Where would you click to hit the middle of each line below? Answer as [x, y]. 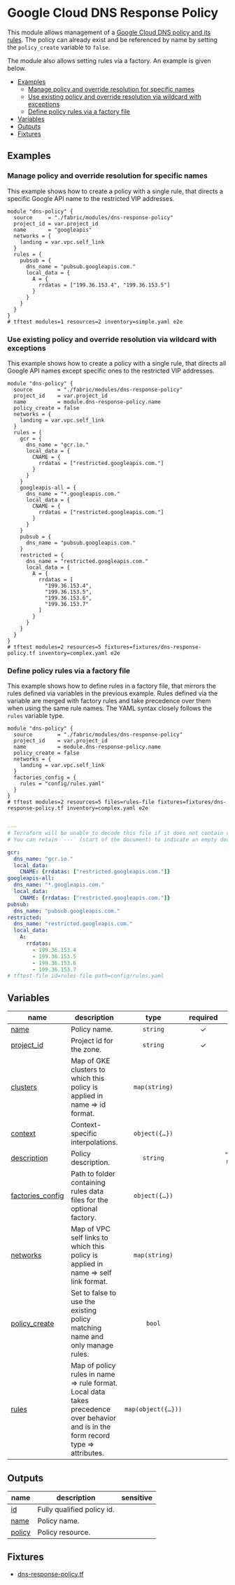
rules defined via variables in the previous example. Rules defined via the [113, 693]
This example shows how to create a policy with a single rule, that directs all [117, 363]
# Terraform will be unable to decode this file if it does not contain [115, 833]
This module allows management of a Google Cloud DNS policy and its [109, 32]
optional [84, 1209]
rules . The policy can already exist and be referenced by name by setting [113, 39]
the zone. [86, 1050]
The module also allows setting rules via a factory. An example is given [109, 60]
